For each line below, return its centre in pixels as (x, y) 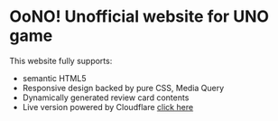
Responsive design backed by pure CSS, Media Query (123, 88)
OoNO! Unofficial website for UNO (139, 17)
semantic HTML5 (54, 78)
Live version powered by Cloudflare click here (108, 107)
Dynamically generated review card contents (106, 98)
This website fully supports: (61, 60)
